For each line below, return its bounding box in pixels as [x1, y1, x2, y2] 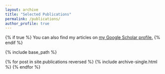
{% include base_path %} [5, 49, 57, 55]
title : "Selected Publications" [5, 12, 71, 17]
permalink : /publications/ [5, 16, 61, 21]
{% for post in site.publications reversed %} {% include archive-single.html [5, 59, 158, 65]
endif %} [5, 40, 23, 46]
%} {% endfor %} [5, 64, 41, 70]
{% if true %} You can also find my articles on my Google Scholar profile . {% [5, 35, 161, 40]
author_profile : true [5, 21, 50, 26]
